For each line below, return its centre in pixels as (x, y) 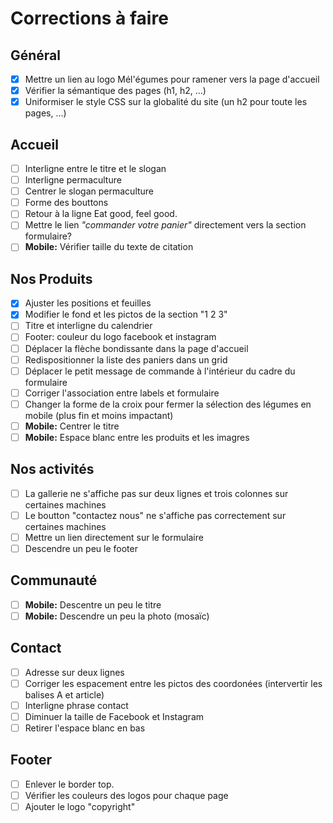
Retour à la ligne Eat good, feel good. (101, 214)
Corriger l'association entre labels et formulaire (122, 393)
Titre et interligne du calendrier (88, 326)
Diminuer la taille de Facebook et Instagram (114, 716)
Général (36, 55)
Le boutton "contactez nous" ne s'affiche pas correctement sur (155, 515)
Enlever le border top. (69, 784)
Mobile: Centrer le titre (72, 426)
